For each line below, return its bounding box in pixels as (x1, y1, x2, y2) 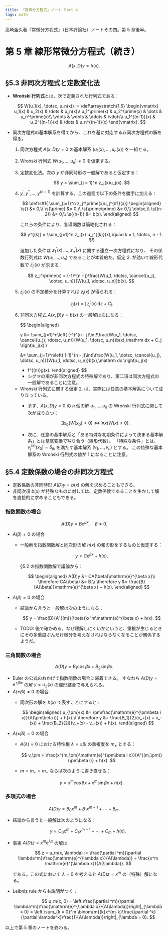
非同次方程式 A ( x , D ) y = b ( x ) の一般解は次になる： (20, 312, 124, 318)
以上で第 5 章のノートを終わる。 (5, 924, 72, 930)
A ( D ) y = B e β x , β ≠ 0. (61, 520, 108, 527)
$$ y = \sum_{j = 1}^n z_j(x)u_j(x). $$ (53, 179, 130, 185)
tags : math (5, 12, 28, 17)
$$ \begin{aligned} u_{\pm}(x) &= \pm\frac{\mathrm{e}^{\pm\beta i (22, 709, 161, 715)
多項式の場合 (5, 793, 37, 800)
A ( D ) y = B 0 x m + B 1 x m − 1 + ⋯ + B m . (48, 805, 120, 813)
